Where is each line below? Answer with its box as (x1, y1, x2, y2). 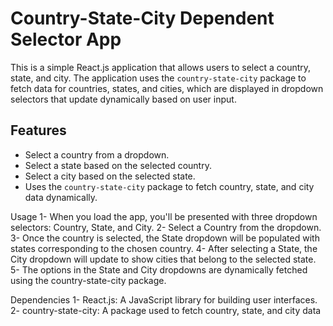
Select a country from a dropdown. (24, 148, 170, 161)
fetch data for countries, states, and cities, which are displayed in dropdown (10, 82, 324, 94)
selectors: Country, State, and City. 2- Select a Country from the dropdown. (10, 221, 322, 233)
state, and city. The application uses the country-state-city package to (10, 72, 307, 84)
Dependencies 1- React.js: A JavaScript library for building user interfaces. (10, 293, 318, 306)
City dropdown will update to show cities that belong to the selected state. (10, 253, 317, 265)
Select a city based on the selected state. (24, 170, 196, 182)
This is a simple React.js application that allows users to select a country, (10, 61, 312, 73)
